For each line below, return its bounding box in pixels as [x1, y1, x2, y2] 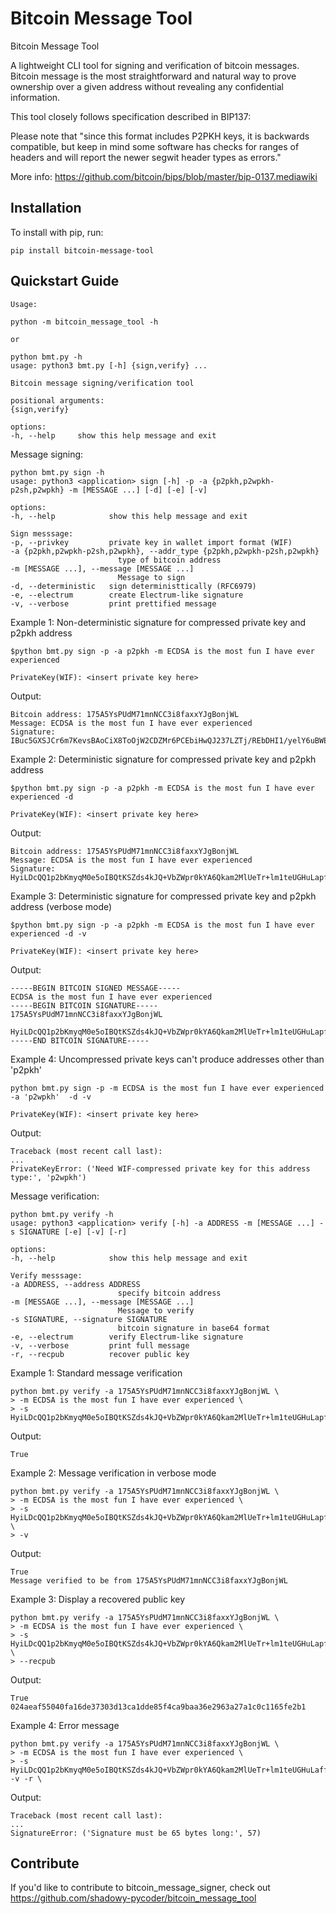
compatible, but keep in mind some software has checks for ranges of [10, 140, 300, 152]
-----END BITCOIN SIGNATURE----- [10, 1035, 150, 1046]
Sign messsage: [10, 528, 74, 539]
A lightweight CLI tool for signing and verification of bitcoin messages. [10, 59, 300, 71]
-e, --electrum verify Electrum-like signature [10, 1332, 244, 1342]
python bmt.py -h [10, 352, 83, 362]
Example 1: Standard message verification [10, 1367, 183, 1379]
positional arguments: [10, 395, 105, 406]
